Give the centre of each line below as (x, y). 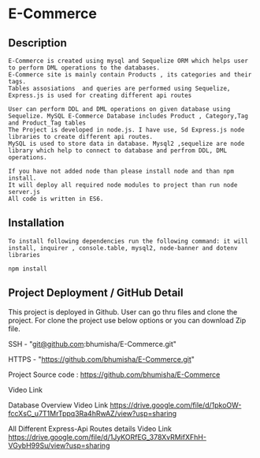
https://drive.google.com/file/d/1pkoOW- (176, 405)
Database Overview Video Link (58, 405)
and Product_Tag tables (47, 123)
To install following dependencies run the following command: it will (128, 241)
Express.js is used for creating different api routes (100, 95)
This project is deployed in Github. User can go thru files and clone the (123, 311)
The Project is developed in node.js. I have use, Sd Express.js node (126, 130)
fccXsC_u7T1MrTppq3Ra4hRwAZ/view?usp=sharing (93, 413)
